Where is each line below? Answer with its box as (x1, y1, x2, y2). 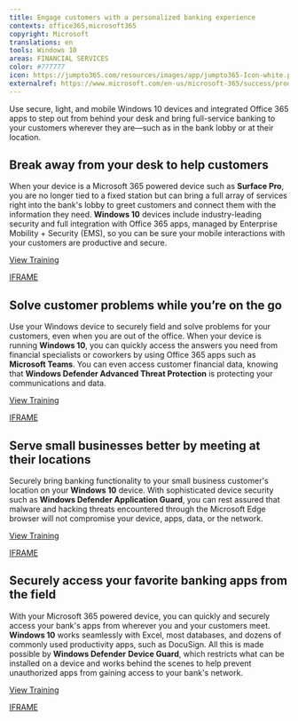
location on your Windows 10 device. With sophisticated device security (9, 485, 274, 495)
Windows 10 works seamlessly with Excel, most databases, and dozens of (9, 630, 282, 640)
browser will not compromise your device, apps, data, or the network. (9, 513, 263, 524)
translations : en (9, 37, 74, 47)
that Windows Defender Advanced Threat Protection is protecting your (9, 368, 273, 379)
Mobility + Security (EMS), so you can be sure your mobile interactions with (9, 228, 286, 239)
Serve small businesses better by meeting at (9, 438, 261, 453)
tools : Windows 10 (9, 46, 77, 55)
